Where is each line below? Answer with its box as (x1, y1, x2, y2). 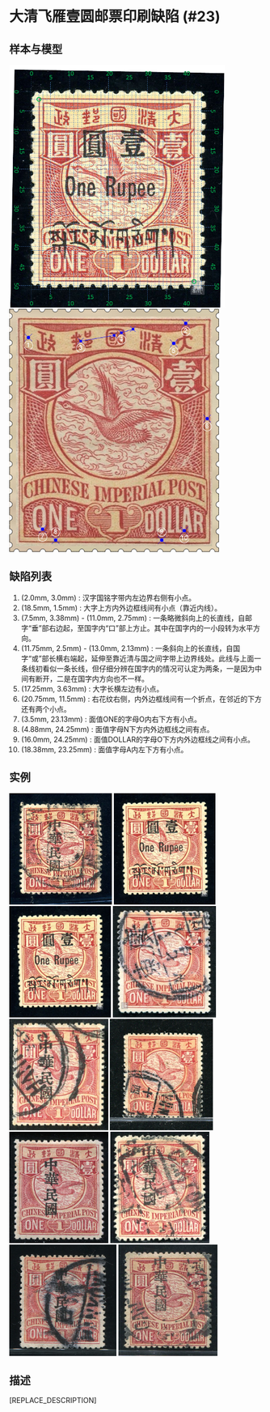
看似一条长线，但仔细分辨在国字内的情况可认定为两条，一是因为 (42, 663, 255, 673)
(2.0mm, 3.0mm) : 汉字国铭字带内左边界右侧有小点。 (20, 593, 196, 602)
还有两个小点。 (20, 704, 71, 713)
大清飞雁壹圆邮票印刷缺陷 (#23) (9, 7, 221, 26)
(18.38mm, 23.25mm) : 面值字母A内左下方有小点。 (20, 744, 188, 754)
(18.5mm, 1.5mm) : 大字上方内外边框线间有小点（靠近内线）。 (20, 602, 221, 612)
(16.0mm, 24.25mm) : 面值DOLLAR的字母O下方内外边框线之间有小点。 (20, 734, 255, 744)
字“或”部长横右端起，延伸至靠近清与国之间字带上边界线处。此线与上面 (20, 653, 255, 663)
